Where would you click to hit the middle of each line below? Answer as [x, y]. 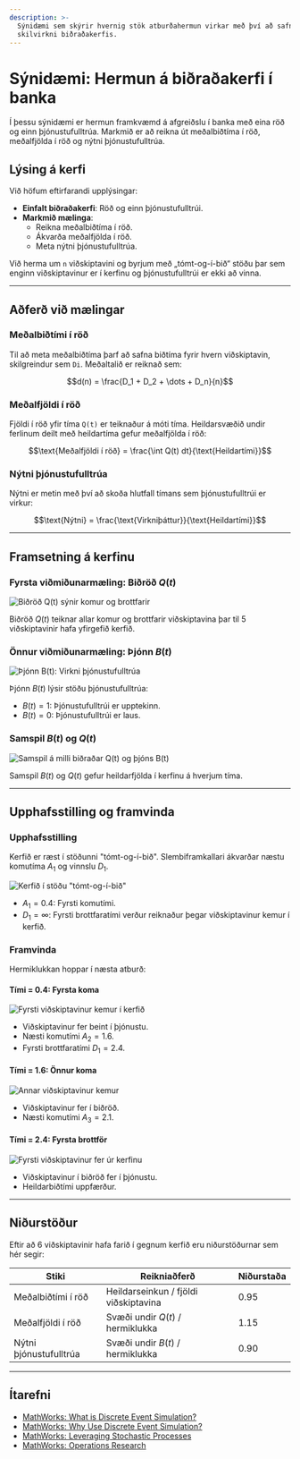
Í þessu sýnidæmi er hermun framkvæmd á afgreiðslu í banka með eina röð [147, 123]
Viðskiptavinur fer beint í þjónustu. [85, 1027]
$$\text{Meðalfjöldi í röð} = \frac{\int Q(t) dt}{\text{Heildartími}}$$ [150, 451]
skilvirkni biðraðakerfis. [67, 34]
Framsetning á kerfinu [72, 557]
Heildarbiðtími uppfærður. [69, 1187]
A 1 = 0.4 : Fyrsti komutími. [69, 904]
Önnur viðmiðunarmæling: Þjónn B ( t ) [91, 652]
